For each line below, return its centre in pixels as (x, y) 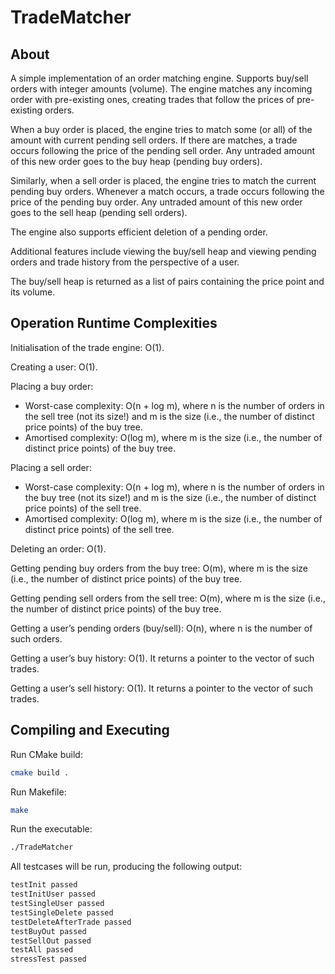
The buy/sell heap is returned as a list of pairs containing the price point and (167, 281)
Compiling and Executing (90, 730)
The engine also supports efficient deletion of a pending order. (139, 232)
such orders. (36, 638)
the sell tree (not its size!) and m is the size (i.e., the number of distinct (169, 416)
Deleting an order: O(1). (58, 548)
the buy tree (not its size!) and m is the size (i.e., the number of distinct (170, 497)
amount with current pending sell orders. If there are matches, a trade (154, 140)
